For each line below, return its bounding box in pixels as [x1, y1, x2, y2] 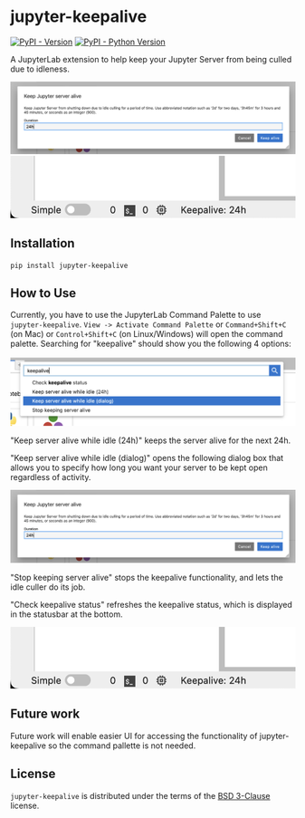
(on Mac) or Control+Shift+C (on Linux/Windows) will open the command [10, 329, 283, 340]
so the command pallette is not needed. [47, 740, 196, 751]
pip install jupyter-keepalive [10, 261, 129, 270]
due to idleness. [10, 63, 71, 74]
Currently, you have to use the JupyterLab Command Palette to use [10, 310, 262, 321]
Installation [10, 236, 75, 251]
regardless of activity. [10, 472, 91, 483]
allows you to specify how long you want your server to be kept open [10, 462, 268, 473]
